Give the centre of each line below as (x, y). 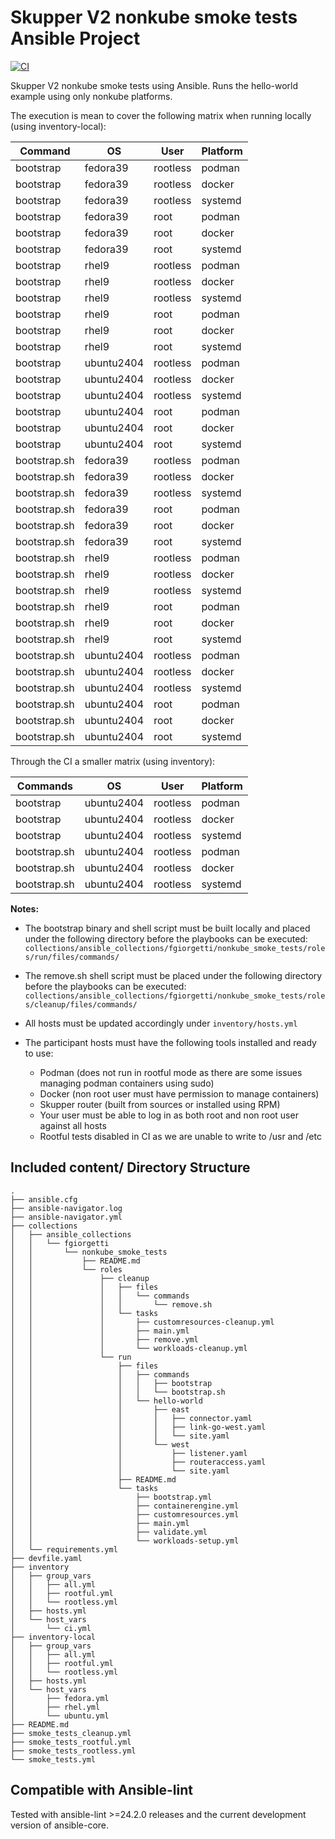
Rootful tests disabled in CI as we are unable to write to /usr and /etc (180, 1136)
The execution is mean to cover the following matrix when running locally (161, 115)
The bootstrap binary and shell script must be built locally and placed (167, 928)
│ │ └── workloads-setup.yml (125, 1541)
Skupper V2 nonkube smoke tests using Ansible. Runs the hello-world (154, 85)
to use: (39, 1053)
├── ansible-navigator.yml (66, 1217)
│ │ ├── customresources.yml (125, 1514)
